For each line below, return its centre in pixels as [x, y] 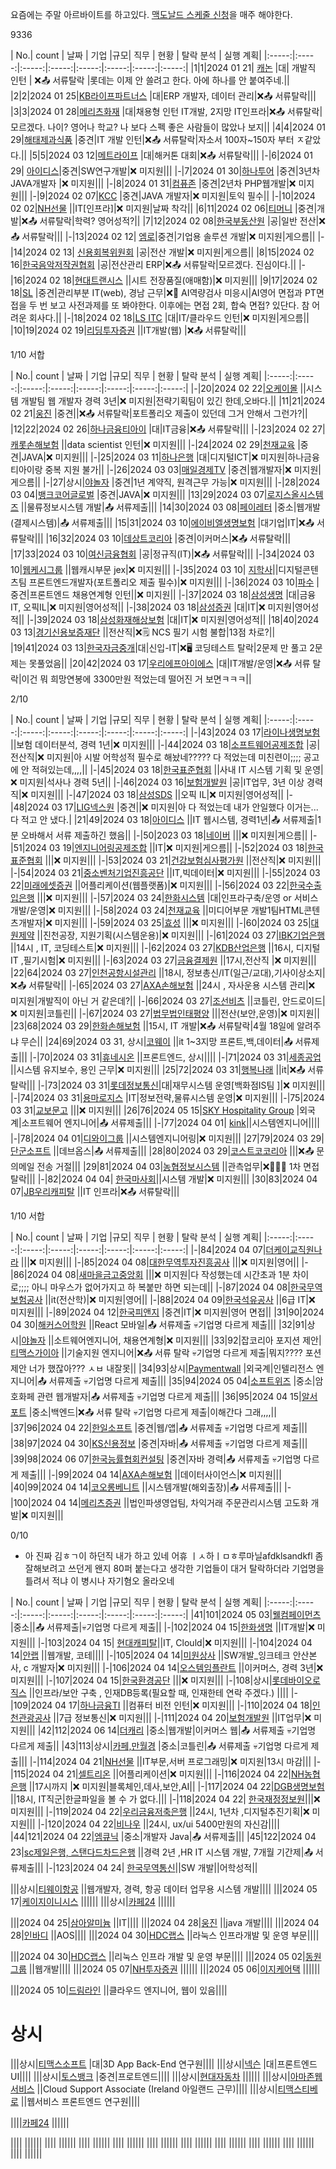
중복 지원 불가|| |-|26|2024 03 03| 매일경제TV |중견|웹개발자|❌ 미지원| [183, 469]
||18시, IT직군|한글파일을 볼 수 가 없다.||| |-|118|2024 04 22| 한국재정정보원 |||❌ [165, 1799]
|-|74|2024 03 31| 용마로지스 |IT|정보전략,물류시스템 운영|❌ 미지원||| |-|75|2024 [167, 1097]
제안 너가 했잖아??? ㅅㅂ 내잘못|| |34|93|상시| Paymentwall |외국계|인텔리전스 [162, 1368]
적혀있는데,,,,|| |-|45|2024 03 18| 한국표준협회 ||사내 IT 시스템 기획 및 [167, 769]
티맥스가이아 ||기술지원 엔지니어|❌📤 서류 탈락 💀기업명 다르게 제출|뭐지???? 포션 [166, 1352]
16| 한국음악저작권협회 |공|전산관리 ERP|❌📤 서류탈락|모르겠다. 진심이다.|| [153, 264]
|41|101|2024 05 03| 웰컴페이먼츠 [256, 1614]
